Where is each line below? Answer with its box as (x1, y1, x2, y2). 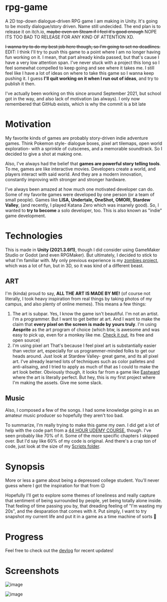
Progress (5, 531, 44, 543)
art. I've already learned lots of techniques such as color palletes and (12, 358, 155, 364)
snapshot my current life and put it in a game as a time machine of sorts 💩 (5, 514, 157, 520)
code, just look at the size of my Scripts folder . (5, 443, 101, 449)
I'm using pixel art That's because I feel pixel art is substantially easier (12, 342, 157, 348)
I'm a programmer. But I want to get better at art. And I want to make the (12, 316, 161, 322)
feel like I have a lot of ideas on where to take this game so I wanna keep (5, 70, 155, 76)
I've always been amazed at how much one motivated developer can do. (5, 186, 154, 192)
